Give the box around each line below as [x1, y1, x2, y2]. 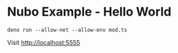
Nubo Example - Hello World [7, 4, 172, 20]
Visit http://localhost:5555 [7, 38, 80, 46]
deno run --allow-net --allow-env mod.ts [7, 26, 128, 33]
